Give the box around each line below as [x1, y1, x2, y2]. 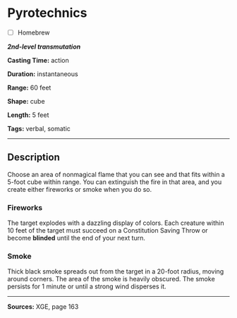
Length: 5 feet [7, 111, 49, 119]
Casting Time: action [7, 56, 69, 64]
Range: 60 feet [7, 83, 51, 92]
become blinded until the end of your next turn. [7, 234, 146, 243]
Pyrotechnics [7, 5, 87, 21]
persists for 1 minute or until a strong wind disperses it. [7, 282, 167, 291]
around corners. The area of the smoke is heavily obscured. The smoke [7, 275, 215, 283]
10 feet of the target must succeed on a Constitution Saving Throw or [7, 226, 208, 235]
